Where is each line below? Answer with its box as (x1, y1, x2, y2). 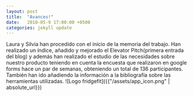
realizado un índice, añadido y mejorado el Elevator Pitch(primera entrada (6, 47, 184, 54)
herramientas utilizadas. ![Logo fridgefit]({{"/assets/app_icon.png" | (6, 78, 170, 85)
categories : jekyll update (6, 24, 72, 31)
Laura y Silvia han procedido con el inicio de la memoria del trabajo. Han (6, 41, 181, 48)
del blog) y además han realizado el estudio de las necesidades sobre (6, 53, 175, 60)
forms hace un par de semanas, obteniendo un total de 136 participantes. (6, 65, 184, 73)
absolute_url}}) (6, 84, 42, 91)
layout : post (6, 8, 38, 15)
